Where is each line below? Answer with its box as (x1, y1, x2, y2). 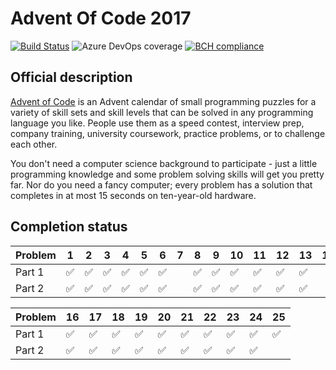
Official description (10, 69, 133, 86)
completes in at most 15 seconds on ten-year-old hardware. (10, 189, 257, 201)
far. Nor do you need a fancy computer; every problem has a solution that (10, 178, 313, 191)
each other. (10, 138, 58, 150)
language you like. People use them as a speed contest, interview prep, (10, 117, 305, 129)
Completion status (10, 218, 128, 236)
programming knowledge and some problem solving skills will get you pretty (10, 168, 325, 180)
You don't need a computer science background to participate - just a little (10, 157, 318, 169)
